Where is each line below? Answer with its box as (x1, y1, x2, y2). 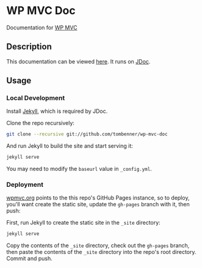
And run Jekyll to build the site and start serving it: (6, 142, 133, 150)
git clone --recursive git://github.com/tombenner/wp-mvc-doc (6, 131, 168, 137)
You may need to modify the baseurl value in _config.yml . (6, 165, 153, 173)
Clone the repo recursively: (6, 120, 75, 127)
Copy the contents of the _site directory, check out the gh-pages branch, (6, 242, 190, 249)
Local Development (6, 94, 65, 103)
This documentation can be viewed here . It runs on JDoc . (6, 57, 151, 65)
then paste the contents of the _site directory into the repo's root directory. (6, 248, 197, 256)
